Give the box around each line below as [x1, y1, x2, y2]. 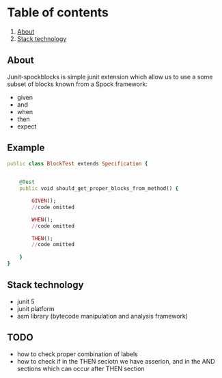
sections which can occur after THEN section [16, 364, 145, 373]
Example [7, 142, 45, 154]
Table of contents [7, 5, 109, 21]
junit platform [16, 304, 55, 312]
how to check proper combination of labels [16, 350, 138, 358]
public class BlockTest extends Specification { [7, 160, 148, 167]
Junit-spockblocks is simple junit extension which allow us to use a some [7, 72, 213, 81]
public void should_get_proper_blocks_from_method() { [19, 185, 179, 192]
